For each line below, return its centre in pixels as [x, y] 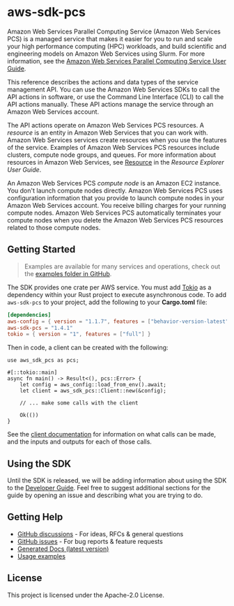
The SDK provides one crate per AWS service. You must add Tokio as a [109, 287]
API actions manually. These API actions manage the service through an [110, 104]
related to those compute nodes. [54, 227]
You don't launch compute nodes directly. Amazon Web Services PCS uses [115, 190]
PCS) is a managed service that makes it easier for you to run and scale [110, 38]
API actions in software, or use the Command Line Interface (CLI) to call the [116, 97]
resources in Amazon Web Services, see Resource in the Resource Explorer [116, 162]
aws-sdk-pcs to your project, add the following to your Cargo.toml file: [107, 302]
